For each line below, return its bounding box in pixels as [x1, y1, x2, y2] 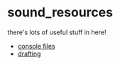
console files [17, 41, 55, 50]
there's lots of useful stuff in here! [7, 28, 107, 36]
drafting [17, 49, 41, 58]
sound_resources [7, 4, 114, 21]
